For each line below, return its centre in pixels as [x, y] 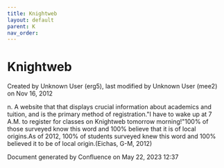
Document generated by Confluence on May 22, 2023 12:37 [93, 157]
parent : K [21, 26]
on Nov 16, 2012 [30, 93]
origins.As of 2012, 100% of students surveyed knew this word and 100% [112, 136]
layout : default [31, 20]
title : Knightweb [32, 13]
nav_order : [23, 33]
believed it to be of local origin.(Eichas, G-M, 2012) [80, 144]
